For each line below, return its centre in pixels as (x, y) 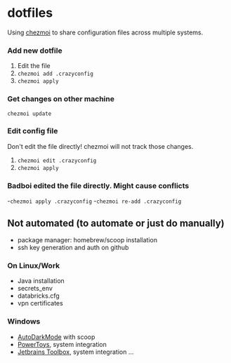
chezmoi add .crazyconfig (55, 74)
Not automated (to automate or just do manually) (116, 223)
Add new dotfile (35, 51)
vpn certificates (40, 303)
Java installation (41, 281)
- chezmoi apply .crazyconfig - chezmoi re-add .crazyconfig (94, 201)
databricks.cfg (38, 296)
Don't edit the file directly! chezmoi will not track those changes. (100, 146)
